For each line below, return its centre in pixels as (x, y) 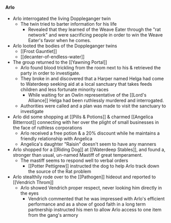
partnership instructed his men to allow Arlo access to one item (95, 210)
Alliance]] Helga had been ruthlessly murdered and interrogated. (96, 101)
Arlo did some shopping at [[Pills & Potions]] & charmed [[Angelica (83, 117)
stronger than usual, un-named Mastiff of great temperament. (78, 155)
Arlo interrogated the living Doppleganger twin (62, 18)
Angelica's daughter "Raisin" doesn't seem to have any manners (88, 144)
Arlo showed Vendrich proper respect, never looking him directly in (91, 188)
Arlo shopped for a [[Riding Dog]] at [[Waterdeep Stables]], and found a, (89, 150)
